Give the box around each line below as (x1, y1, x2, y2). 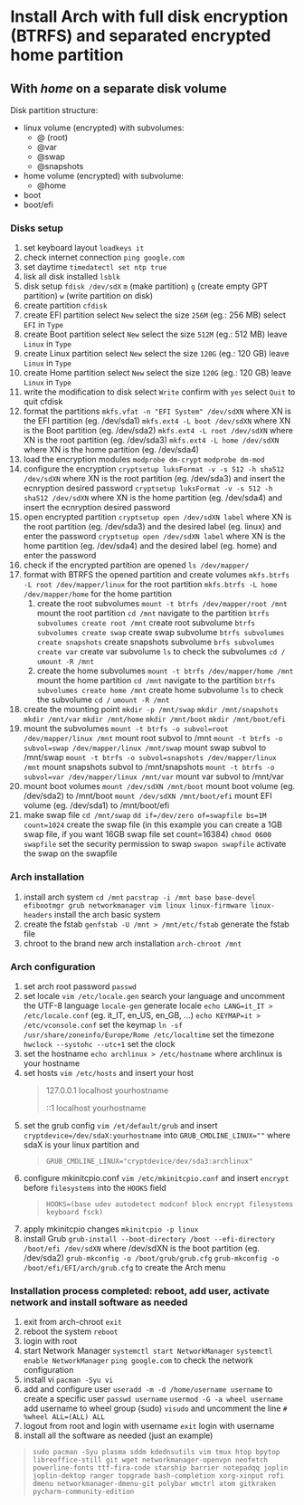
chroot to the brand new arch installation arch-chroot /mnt (23, 938, 242, 948)
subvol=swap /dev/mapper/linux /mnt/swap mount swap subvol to (23, 742, 267, 753)
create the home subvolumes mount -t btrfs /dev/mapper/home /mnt (36, 665, 294, 676)
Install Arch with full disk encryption (10, 6, 289, 27)
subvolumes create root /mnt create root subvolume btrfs (36, 617, 256, 628)
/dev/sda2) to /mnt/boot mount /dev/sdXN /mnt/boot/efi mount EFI (23, 790, 272, 802)
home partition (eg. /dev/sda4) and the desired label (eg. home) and (23, 540, 278, 551)
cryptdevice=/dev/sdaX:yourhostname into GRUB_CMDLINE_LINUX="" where (23, 1129, 290, 1140)
